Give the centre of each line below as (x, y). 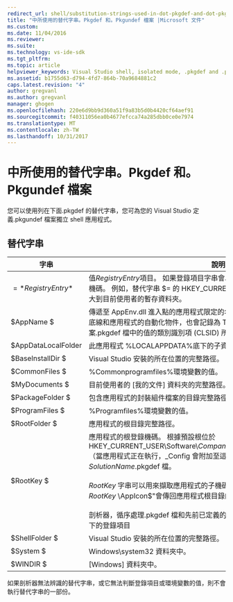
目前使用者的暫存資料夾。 (144, 299)
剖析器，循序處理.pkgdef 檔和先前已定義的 (157, 515)
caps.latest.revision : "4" (46, 85)
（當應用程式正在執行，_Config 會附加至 (154, 456)
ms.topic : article (34, 65)
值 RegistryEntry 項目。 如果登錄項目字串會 (157, 278)
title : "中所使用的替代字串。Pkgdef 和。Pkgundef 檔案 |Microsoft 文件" (106, 20)
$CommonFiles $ (39, 371)
